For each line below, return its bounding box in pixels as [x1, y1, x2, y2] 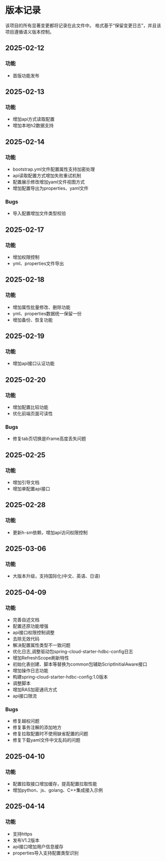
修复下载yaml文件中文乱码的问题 [12, 737, 81, 743]
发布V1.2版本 [12, 837, 39, 843]
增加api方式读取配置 [12, 116, 55, 122]
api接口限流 [12, 693, 37, 699]
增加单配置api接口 [12, 486, 51, 492]
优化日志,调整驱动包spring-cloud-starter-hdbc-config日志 [12, 648, 133, 655]
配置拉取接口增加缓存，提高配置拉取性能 [12, 781, 97, 787]
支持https [12, 831, 33, 837]
